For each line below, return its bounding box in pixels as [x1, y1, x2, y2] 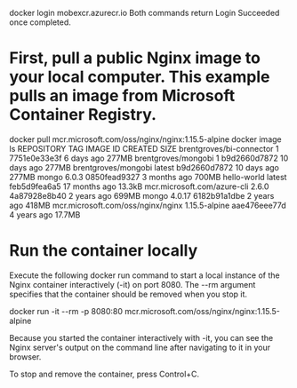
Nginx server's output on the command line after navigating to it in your [9, 342, 271, 352]
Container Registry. [9, 105, 157, 125]
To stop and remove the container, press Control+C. [9, 368, 200, 379]
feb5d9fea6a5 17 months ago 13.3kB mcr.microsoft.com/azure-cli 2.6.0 [9, 181, 269, 192]
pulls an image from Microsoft [9, 86, 236, 106]
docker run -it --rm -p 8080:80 [9, 305, 123, 316]
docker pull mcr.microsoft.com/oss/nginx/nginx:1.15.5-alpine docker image [9, 133, 282, 145]
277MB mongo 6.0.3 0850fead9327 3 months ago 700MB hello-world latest [9, 171, 287, 182]
